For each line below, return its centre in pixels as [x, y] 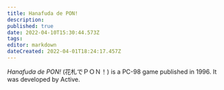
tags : [15, 39]
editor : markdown [32, 45]
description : [26, 20]
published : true [30, 26]
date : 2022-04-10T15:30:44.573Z [53, 32]
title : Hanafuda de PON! [43, 13]
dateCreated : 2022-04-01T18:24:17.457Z [64, 52]
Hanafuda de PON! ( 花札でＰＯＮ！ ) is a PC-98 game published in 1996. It [112, 72]
